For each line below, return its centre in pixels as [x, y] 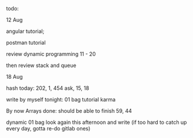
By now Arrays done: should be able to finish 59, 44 [69, 111]
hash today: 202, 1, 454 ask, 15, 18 [48, 88]
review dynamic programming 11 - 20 [51, 54]
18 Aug [14, 77]
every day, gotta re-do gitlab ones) [48, 128]
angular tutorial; [25, 31]
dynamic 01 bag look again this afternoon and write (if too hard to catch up [96, 122]
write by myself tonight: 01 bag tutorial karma [61, 100]
